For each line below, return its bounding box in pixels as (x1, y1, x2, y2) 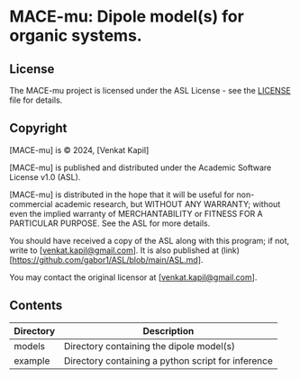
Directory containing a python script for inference (63, 354, 273, 366)
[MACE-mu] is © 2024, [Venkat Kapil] (9, 144, 150, 155)
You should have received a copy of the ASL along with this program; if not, (9, 235, 290, 246)
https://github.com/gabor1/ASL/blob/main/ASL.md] (12, 254, 201, 265)
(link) (220, 245, 241, 256)
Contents (9, 298, 63, 313)
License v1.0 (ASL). (9, 171, 81, 182)
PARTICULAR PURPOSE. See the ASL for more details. (9, 218, 211, 229)
